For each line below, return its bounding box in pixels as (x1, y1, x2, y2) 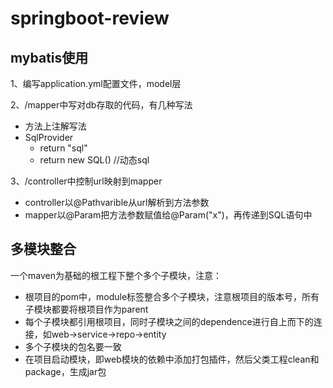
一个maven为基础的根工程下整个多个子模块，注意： (10, 269, 222, 281)
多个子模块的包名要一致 (24, 340, 122, 352)
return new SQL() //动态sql (39, 154, 150, 166)
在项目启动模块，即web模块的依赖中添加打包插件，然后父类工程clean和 (24, 353, 320, 365)
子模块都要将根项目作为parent (24, 303, 149, 315)
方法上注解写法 (24, 120, 87, 132)
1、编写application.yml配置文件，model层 (10, 78, 182, 89)
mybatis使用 (10, 49, 89, 66)
